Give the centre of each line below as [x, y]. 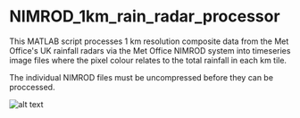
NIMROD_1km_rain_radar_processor [145, 17]
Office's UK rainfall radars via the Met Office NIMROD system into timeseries [150, 50]
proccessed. [32, 87]
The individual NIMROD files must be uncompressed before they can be [142, 77]
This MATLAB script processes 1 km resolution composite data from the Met [149, 41]
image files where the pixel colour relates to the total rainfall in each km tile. [148, 60]
